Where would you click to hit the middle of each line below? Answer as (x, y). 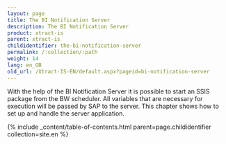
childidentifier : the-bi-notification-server (74, 46)
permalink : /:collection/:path (53, 53)
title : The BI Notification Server (59, 20)
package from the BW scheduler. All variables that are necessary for (105, 98)
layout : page (26, 13)
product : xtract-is (35, 33)
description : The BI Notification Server (68, 26)
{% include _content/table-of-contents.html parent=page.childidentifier (109, 127)
